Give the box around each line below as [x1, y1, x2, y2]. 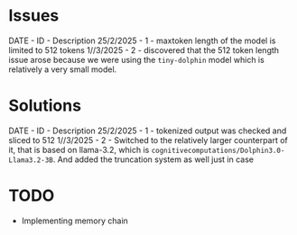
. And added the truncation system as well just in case [52, 154, 255, 165]
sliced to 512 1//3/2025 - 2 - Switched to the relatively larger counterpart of [8, 134, 288, 145]
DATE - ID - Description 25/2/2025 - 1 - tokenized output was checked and [8, 125, 287, 136]
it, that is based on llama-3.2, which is [8, 144, 150, 155]
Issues [8, 5, 60, 26]
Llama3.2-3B [8, 155, 53, 165]
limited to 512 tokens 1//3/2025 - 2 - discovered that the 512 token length [8, 44, 280, 55]
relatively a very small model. [8, 64, 117, 75]
